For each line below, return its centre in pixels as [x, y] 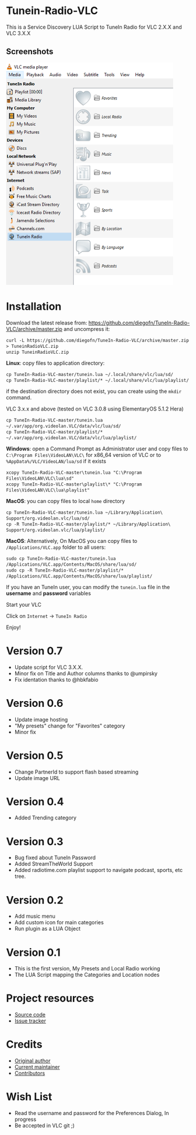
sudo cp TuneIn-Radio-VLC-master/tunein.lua [61, 558]
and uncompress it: [87, 329]
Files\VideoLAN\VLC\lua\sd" [40, 478]
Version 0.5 [35, 755]
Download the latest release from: [47, 323]
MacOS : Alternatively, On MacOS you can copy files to [72, 541]
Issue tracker [30, 1021]
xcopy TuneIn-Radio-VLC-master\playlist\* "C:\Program [74, 484]
